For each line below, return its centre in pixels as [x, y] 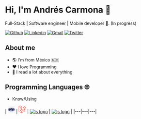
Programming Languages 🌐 [47, 87]
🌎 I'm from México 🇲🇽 [35, 59]
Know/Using [24, 99]
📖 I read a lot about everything [42, 72]
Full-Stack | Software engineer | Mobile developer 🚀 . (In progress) [71, 23]
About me [20, 48]
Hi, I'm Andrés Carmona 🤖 [58, 10]
